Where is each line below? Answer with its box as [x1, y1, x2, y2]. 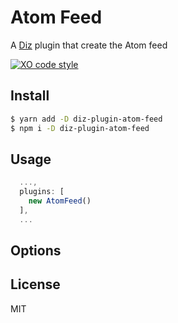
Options [10, 242, 62, 260]
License [10, 276, 61, 293]
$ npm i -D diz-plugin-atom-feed [10, 123, 150, 133]
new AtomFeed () [28, 196, 92, 206]
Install [10, 87, 50, 105]
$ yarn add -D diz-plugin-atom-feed [10, 114, 163, 124]
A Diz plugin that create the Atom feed [10, 39, 168, 51]
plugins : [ [19, 187, 65, 197]
